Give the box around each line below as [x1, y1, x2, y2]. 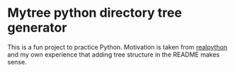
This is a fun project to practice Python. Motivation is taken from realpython [7, 43, 228, 51]
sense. [7, 57, 27, 66]
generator [7, 20, 67, 36]
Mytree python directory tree [7, 5, 183, 21]
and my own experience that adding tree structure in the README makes [7, 50, 220, 59]
